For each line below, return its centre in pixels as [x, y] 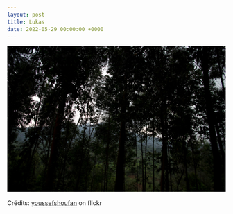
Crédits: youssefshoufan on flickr [55, 203]
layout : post [26, 15]
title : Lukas [26, 22]
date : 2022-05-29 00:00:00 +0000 [55, 29]
